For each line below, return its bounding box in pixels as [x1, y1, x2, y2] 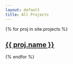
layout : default [5, 7, 40, 13]
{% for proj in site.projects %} [5, 26, 68, 32]
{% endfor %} [5, 54, 35, 60]
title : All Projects [5, 12, 50, 17]
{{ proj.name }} [5, 40, 55, 49]
